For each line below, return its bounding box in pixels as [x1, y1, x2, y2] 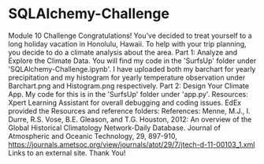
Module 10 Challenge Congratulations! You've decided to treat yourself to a [8, 31, 252, 40]
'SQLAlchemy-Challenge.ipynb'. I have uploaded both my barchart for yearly [8, 64, 256, 73]
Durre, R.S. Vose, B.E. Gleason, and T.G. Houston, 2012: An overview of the [8, 114, 252, 124]
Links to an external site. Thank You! [8, 147, 126, 158]
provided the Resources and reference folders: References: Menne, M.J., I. [8, 106, 251, 115]
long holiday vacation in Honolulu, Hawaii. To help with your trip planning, [8, 39, 247, 48]
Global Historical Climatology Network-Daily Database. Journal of [8, 123, 221, 132]
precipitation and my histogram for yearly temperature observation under [8, 73, 246, 82]
